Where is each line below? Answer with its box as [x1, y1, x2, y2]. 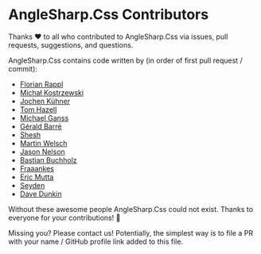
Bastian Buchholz [19, 155, 77, 164]
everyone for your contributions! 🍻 [8, 213, 121, 222]
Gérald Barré [19, 121, 62, 131]
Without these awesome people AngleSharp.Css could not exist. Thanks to [8, 204, 253, 214]
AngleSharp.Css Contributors [8, 6, 209, 24]
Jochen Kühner [19, 96, 71, 106]
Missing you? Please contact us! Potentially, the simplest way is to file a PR [8, 228, 253, 237]
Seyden [19, 180, 45, 190]
